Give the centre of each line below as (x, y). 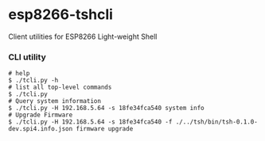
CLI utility (27, 57)
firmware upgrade (105, 129)
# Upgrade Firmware (41, 115)
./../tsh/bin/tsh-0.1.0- (217, 122)
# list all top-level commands (60, 88)
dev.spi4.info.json (41, 129)
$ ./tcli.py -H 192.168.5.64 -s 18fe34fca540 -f (90, 122)
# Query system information (55, 101)
